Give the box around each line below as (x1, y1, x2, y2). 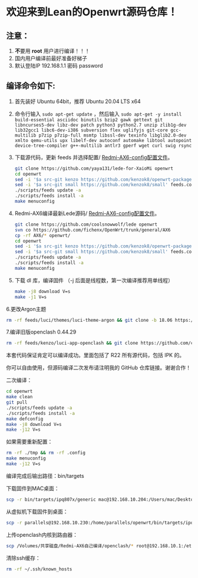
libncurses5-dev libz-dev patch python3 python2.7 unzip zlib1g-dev (14, 122, 187, 128)
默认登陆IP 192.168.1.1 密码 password (14, 62, 103, 69)
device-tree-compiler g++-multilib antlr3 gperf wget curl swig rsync (14, 143, 192, 148)
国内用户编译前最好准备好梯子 (14, 55, 87, 62)
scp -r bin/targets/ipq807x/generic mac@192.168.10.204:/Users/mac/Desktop (6, 496, 196, 503)
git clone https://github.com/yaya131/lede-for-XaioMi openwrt (14, 166, 174, 171)
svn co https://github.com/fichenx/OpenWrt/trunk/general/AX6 (14, 227, 171, 233)
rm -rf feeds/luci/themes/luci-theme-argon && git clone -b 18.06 (6, 317, 173, 323)
